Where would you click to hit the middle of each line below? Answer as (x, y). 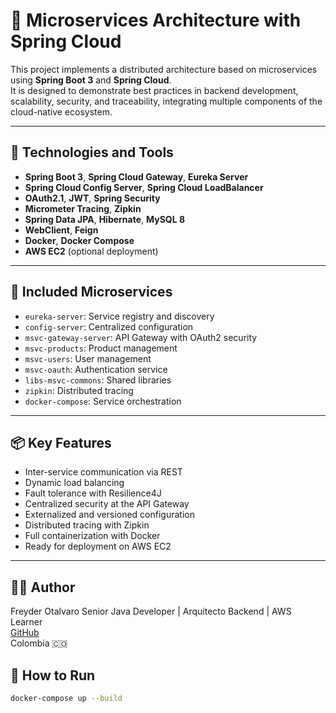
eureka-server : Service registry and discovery (119, 316)
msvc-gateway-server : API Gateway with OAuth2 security (141, 337)
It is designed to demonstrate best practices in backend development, (154, 90)
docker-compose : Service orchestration (103, 401)
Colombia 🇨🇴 (39, 643)
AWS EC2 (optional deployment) (91, 251)
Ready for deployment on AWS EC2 (98, 546)
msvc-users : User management (88, 358)
